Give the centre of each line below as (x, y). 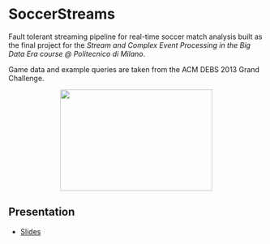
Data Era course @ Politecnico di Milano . (77, 54)
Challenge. (26, 78)
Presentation (42, 212)
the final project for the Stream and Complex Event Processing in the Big (130, 45)
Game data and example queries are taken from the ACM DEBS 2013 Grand (134, 69)
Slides (30, 231)
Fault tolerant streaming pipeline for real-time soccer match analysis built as (135, 36)
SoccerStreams (62, 14)
